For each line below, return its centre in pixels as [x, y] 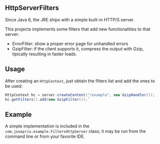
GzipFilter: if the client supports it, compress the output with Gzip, [78, 48]
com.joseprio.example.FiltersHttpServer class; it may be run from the [76, 131]
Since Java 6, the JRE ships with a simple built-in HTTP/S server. [70, 19]
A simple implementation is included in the [47, 126]
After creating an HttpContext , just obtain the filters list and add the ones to [80, 81]
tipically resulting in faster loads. [45, 54]
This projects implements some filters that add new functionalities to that [78, 29]
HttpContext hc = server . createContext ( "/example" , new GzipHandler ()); [80, 95]
